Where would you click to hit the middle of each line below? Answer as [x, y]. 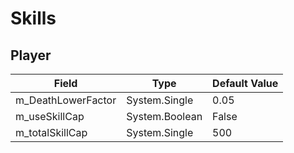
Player [31, 55]
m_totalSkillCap [51, 132]
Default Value [245, 83]
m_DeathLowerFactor [66, 100]
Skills [33, 18]
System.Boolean [164, 116]
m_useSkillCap [50, 116]
